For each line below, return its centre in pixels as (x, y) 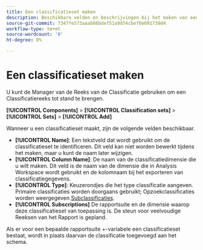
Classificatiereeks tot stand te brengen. (55, 98)
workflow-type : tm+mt (34, 29)
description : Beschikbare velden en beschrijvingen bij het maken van (97, 18)
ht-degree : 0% (24, 40)
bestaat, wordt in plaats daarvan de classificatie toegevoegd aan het (92, 235)
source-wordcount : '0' (35, 35)
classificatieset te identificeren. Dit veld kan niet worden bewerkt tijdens (105, 146)
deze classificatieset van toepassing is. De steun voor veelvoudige (98, 211)
